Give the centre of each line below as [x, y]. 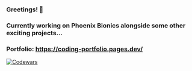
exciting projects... [35, 33]
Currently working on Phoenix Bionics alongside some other [96, 25]
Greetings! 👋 [25, 10]
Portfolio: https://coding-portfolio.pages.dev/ [75, 49]
